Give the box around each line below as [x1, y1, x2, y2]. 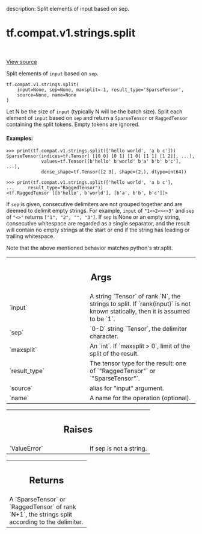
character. [90, 331, 119, 340]
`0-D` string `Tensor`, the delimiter [90, 324, 188, 333]
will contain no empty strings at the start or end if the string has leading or [6, 226, 190, 234]
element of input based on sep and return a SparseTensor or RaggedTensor [6, 114, 188, 121]
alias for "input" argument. [90, 384, 164, 392]
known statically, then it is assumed [90, 307, 191, 315]
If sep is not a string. [90, 444, 147, 453]
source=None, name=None [17, 92, 77, 98]
